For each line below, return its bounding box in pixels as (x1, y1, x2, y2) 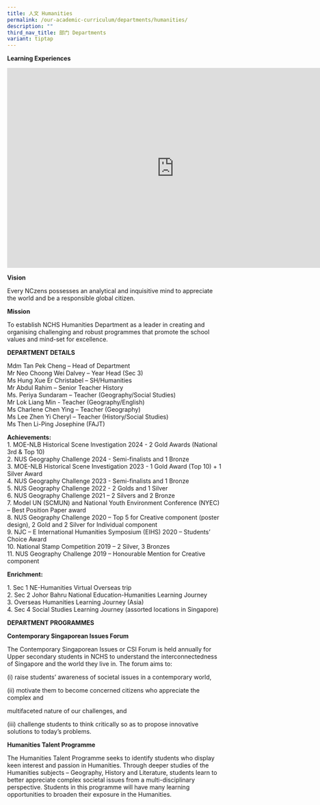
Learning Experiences (7, 54, 71, 62)
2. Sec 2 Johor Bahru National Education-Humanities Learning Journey (7, 591, 207, 599)
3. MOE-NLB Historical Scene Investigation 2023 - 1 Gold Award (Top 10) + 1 (7, 462, 222, 471)
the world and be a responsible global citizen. (7, 294, 135, 302)
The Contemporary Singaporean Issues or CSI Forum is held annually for (7, 645, 212, 654)
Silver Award (7, 470, 43, 478)
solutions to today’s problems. (7, 728, 92, 736)
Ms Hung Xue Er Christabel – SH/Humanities (7, 376, 132, 384)
